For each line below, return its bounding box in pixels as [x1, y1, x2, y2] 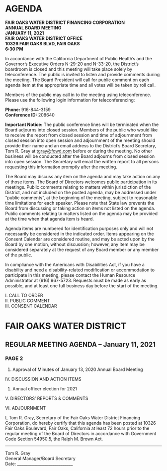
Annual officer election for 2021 [12, 385, 77, 391]
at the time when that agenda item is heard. [5, 216, 94, 222]
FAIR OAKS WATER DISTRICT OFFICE [5, 35, 83, 41]
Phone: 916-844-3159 [5, 107, 51, 113]
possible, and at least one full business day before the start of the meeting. [5, 282, 159, 289]
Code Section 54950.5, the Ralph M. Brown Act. [5, 436, 103, 442]
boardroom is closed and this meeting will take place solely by [5, 66, 133, 72]
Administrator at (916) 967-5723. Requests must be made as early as [5, 277, 147, 283]
